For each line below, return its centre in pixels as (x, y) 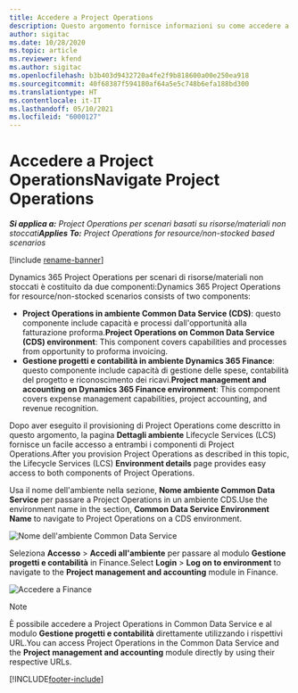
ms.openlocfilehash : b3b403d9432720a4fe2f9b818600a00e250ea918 (129, 76)
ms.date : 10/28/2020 (48, 42)
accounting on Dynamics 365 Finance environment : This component (151, 390)
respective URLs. (41, 662)
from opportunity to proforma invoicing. (95, 351)
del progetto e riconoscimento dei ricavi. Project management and (144, 380)
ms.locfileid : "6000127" (55, 117)
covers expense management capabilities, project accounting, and (145, 399)
